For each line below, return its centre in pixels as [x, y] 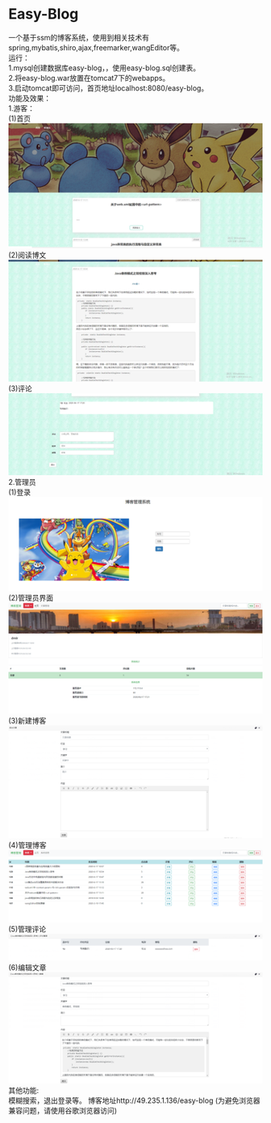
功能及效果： [29, 98]
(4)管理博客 [27, 845]
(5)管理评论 [27, 929]
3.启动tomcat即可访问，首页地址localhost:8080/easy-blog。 [108, 88]
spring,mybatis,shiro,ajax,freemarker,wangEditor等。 [96, 47]
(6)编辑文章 [27, 967]
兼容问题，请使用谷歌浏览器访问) [63, 1111]
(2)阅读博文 [27, 255]
